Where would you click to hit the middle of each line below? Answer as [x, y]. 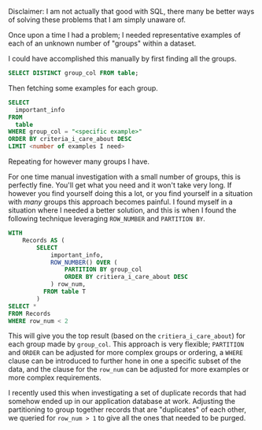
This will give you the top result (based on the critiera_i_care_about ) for [127, 336]
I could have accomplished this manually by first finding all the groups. [123, 59]
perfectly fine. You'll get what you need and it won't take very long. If [120, 185]
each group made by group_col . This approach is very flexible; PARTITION [126, 344]
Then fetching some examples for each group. [83, 88]
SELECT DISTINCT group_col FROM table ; [74, 73]
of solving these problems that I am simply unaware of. [97, 20]
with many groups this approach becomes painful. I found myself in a [121, 202]
